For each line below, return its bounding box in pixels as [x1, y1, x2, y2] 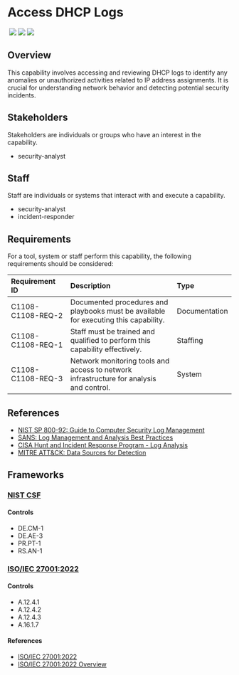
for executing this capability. [70, 315, 165, 325]
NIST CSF [7, 490, 41, 500]
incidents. [7, 90, 36, 100]
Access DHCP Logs [7, 4, 124, 21]
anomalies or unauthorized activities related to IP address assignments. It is [7, 75, 229, 84]
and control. [70, 383, 110, 393]
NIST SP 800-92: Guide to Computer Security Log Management [17, 426, 205, 434]
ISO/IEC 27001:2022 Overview [17, 659, 107, 669]
